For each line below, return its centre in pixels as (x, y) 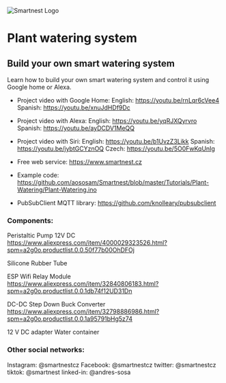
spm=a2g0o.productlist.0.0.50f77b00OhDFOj (71, 250)
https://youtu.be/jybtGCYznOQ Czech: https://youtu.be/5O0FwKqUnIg (116, 148)
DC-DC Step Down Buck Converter (56, 304)
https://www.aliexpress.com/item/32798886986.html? (83, 312)
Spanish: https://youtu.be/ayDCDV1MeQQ (76, 128)
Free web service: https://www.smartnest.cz (79, 162)
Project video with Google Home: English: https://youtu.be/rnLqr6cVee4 (118, 100)
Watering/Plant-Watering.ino (57, 189)
